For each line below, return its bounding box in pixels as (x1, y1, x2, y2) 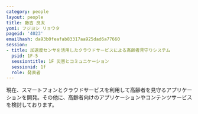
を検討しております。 (6, 102, 57, 109)
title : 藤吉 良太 (6, 20, 46, 26)
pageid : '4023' (6, 31, 44, 37)
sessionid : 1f (11, 64, 46, 70)
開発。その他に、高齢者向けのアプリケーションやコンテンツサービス (26, 94, 193, 101)
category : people (6, 8, 49, 15)
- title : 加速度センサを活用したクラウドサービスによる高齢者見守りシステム (6, 47, 171, 53)
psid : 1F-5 (11, 53, 38, 59)
